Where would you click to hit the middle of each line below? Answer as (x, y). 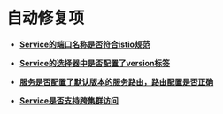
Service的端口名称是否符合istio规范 (85, 44)
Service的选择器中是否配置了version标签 (95, 63)
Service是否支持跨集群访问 (69, 100)
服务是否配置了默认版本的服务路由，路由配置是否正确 (116, 81)
